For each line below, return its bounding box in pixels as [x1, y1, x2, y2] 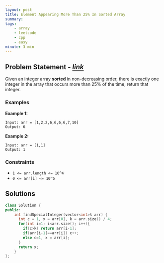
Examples [5, 99, 30, 106]
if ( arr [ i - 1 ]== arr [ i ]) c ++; [23, 231, 79, 236]
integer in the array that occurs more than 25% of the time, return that [5, 81, 149, 87]
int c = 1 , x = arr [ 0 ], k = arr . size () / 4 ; [18, 217, 112, 222]
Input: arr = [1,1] [5, 142, 46, 147]
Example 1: [5, 110, 28, 116]
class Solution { [5, 203, 41, 208]
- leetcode [14, 30, 37, 35]
